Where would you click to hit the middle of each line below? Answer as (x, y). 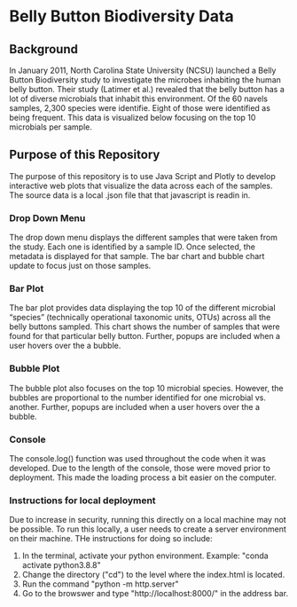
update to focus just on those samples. (80, 266)
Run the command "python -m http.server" (100, 584)
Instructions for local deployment (83, 501)
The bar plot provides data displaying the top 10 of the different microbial (143, 308)
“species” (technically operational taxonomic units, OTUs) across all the (140, 318)
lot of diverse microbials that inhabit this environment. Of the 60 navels (139, 99)
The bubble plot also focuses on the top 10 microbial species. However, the (146, 388)
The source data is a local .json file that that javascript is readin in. (130, 195)
